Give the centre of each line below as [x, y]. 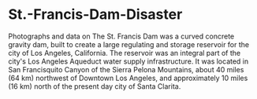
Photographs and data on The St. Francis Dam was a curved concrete [121, 36]
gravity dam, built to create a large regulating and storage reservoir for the [129, 44]
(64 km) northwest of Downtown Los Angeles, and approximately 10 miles [128, 78]
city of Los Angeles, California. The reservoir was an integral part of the [125, 53]
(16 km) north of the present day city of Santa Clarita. [95, 86]
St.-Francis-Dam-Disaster [95, 15]
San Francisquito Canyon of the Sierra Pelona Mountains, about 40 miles [126, 69]
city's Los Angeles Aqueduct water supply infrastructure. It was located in [128, 61]
